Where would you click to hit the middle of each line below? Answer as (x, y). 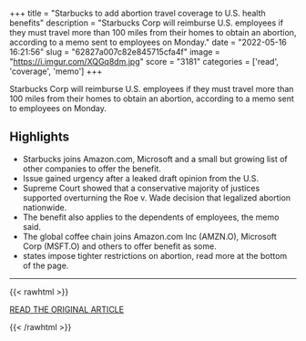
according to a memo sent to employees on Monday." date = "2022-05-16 (148, 42)
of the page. (46, 265)
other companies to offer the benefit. (92, 169)
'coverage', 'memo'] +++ (56, 71)
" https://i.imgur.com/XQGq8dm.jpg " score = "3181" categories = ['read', (144, 62)
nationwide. (45, 207)
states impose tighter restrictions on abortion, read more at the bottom (155, 255)
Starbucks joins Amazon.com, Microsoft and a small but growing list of (155, 159)
